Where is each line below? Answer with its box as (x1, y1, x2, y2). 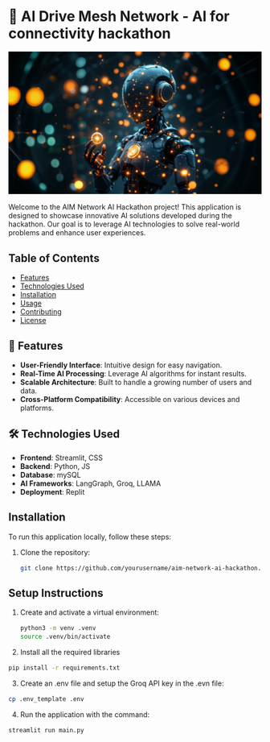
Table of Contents (8, 251, 100, 265)
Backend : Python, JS (19, 461, 91, 470)
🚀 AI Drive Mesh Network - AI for (8, 7, 231, 26)
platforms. (19, 403, 55, 413)
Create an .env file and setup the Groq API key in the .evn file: (19, 678, 224, 688)
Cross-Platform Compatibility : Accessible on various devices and (19, 395, 240, 404)
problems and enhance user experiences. (8, 228, 146, 238)
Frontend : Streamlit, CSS (19, 453, 103, 462)
